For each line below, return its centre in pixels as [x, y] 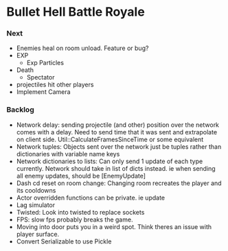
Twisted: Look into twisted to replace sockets [80, 212]
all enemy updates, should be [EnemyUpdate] [81, 176]
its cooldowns [36, 190]
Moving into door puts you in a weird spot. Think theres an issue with [114, 226]
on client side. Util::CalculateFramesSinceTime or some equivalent [110, 139]
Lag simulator [36, 205]
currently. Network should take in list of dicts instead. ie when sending [116, 168]
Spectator [41, 77]
